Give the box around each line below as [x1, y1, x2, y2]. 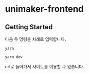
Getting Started [5, 23, 53, 31]
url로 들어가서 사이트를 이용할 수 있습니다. [5, 64, 84, 69]
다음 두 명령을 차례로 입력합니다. [5, 37, 67, 42]
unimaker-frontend [5, 3, 84, 15]
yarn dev [5, 55, 23, 59]
